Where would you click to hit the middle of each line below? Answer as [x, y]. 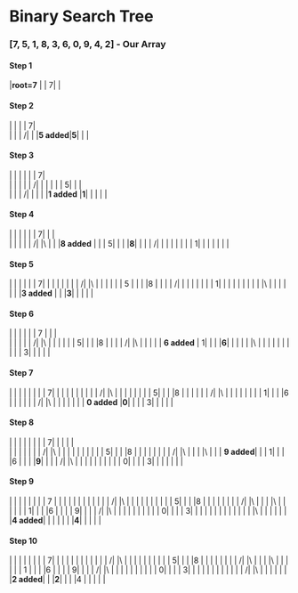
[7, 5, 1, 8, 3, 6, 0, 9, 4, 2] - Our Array [88, 45]
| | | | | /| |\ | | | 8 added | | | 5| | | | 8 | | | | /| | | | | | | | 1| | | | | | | [119, 243]
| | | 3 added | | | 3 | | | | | [51, 293]
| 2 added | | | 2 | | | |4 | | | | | [57, 580]
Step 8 [21, 422]
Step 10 [24, 540]
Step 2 [21, 105]
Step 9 [21, 482]
